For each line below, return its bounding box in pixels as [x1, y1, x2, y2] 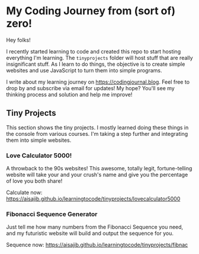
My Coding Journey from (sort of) [6, 4, 176, 18]
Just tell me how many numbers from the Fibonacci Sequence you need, [6, 224, 184, 231]
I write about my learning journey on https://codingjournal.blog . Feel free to [6, 78, 190, 85]
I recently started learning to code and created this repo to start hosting [6, 47, 181, 55]
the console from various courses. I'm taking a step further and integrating [6, 130, 188, 137]
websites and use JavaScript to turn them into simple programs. [6, 66, 162, 74]
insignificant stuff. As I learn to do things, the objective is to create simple [6, 61, 185, 68]
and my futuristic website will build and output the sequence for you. [6, 230, 174, 237]
